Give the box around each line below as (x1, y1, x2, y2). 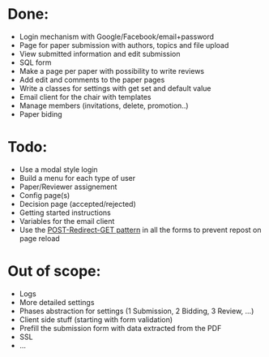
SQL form (19, 58, 52, 67)
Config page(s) (19, 190, 70, 200)
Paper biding (19, 109, 62, 118)
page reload (19, 233, 60, 243)
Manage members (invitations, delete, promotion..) (19, 101, 189, 110)
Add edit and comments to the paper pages (19, 75, 165, 84)
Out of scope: (7, 262, 101, 281)
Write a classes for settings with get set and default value (19, 83, 211, 93)
